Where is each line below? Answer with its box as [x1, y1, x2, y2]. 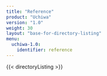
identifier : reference [17, 47, 73, 53]
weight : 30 [6, 25, 33, 31]
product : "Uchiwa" [6, 14, 51, 20]
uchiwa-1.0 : [11, 42, 41, 48]
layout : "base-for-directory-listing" [6, 31, 102, 37]
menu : [6, 36, 20, 42]
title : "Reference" [6, 8, 54, 15]
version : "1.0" [6, 19, 44, 25]
